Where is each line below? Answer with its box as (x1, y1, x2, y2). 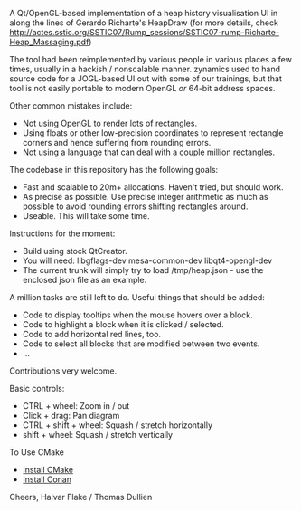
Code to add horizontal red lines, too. (22, 329, 161, 339)
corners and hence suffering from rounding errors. (22, 137, 212, 147)
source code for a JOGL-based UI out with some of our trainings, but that (9, 73, 282, 84)
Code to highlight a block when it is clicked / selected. (22, 319, 224, 329)
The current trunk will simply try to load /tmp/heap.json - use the (22, 265, 264, 275)
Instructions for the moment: (9, 228, 116, 239)
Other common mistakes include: (9, 100, 133, 111)
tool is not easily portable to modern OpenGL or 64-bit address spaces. (9, 83, 276, 93)
